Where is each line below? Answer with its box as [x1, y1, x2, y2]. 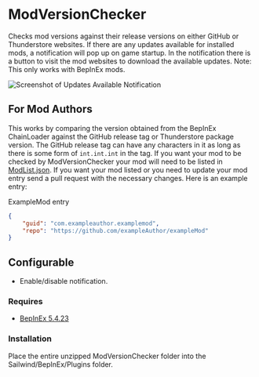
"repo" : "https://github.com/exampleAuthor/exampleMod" [22, 227, 210, 234]
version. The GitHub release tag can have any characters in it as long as [8, 140, 241, 150]
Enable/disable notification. [19, 277, 108, 286]
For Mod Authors [8, 103, 93, 116]
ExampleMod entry [8, 197, 70, 206]
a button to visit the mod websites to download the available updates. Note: [8, 56, 252, 66]
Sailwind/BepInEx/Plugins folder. [8, 359, 114, 369]
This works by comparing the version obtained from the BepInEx [8, 123, 217, 132]
